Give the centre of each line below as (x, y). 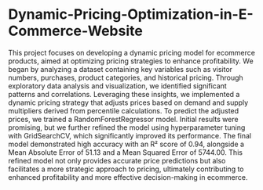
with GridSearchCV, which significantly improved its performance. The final (130, 135)
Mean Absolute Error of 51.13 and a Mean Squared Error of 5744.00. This (126, 152)
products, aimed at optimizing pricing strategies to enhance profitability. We (131, 61)
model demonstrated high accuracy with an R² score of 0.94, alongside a (126, 144)
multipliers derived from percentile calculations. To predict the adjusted (124, 110)
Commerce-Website (75, 31)
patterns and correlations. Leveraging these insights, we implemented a (124, 94)
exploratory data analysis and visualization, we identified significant (118, 86)
